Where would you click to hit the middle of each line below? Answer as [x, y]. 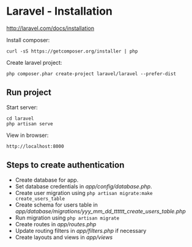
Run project [29, 93]
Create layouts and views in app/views [64, 237]
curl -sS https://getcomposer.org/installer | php [72, 51]
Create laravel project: [34, 62]
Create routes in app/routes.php [56, 224]
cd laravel [20, 118]
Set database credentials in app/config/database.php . [83, 186]
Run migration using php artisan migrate [67, 218]
